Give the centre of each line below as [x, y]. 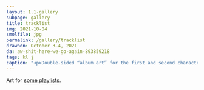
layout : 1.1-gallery [32, 12]
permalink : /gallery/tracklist [46, 40]
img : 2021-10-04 [27, 29]
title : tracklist [28, 23]
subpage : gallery [28, 18]
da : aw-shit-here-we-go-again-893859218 [58, 52]
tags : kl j [20, 57]
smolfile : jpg [24, 35]
